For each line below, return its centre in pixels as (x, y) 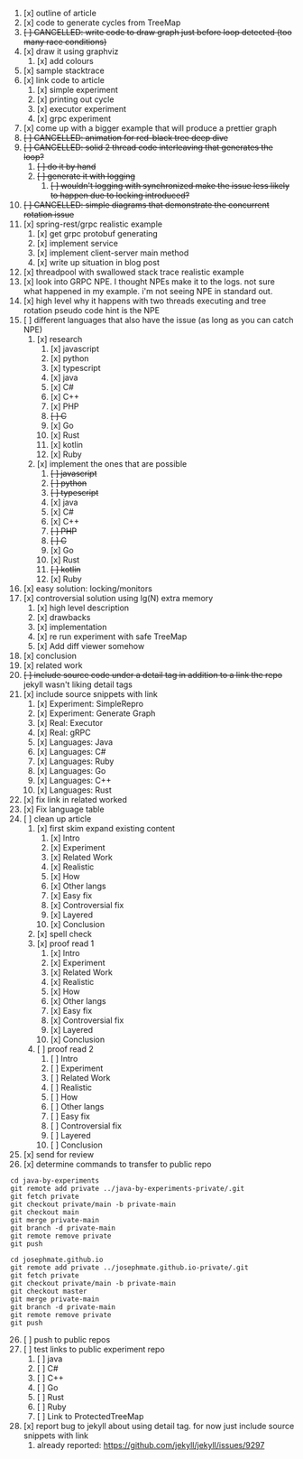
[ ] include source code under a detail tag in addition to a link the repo (153, 675)
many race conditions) (65, 42)
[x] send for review (58, 1154)
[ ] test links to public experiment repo (94, 1349)
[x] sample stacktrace (64, 70)
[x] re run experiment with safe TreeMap (112, 637)
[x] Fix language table (64, 809)
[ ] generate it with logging (86, 176)
